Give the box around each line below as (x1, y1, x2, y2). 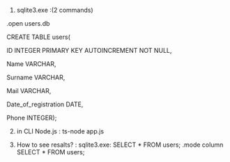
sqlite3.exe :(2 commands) (16, 6, 93, 14)
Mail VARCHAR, (6, 87, 52, 95)
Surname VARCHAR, (6, 73, 66, 81)
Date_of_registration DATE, (6, 100, 84, 108)
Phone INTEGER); (6, 114, 57, 122)
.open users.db (6, 19, 50, 27)
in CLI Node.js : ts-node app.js (16, 127, 105, 135)
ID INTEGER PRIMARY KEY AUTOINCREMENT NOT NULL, (6, 47, 172, 54)
